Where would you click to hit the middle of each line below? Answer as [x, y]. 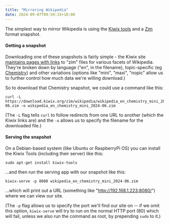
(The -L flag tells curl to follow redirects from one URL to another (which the [84, 115]
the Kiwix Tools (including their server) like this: [54, 153]
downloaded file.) [23, 125]
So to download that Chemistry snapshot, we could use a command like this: [84, 88]
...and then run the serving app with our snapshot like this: [65, 172]
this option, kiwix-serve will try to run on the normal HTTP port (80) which [82, 210]
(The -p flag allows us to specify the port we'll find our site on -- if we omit [82, 205]
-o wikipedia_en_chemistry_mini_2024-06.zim [68, 106]
